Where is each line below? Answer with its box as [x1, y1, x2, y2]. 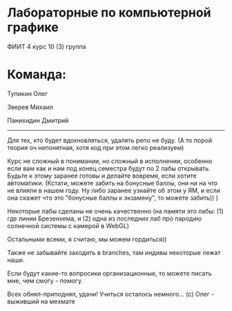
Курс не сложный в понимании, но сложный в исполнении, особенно [7, 157, 213, 165]
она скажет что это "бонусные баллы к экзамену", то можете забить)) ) [7, 194, 219, 202]
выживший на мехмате [7, 297, 76, 305]
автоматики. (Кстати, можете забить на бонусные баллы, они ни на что [7, 178, 218, 187]
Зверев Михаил [7, 102, 54, 111]
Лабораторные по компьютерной [7, 5, 211, 21]
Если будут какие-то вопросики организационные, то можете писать [7, 269, 212, 277]
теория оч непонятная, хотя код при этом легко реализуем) [7, 143, 184, 151]
